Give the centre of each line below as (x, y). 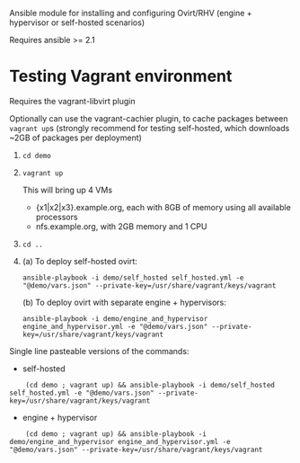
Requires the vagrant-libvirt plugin (72, 101)
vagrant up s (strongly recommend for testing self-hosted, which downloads (150, 128)
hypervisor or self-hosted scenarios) (77, 22)
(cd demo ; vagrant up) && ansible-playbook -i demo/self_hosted (150, 385)
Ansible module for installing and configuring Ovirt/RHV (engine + (131, 13)
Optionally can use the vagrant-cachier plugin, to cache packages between (149, 118)
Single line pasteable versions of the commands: (99, 351)
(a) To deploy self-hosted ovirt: (79, 261)
